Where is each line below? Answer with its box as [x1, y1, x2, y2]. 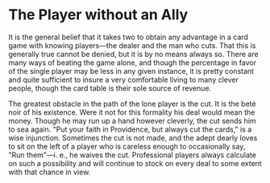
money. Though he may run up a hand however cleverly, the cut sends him [8, 116, 256, 125]
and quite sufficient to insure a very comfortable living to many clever [8, 75, 239, 84]
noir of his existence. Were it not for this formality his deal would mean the [8, 107, 255, 117]
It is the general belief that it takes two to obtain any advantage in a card [8, 32, 248, 42]
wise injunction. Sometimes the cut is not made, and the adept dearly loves [8, 132, 258, 142]
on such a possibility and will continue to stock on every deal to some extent [8, 158, 262, 168]
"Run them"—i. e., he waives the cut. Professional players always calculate [8, 150, 256, 160]
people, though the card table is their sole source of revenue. [8, 83, 212, 93]
